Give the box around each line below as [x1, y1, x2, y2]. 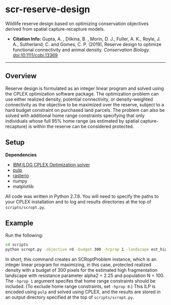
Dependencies [5, 152, 37, 158]
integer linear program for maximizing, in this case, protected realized [5, 262, 152, 268]
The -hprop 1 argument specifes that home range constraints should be [5, 278, 156, 284]
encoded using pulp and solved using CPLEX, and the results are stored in [5, 289, 161, 295]
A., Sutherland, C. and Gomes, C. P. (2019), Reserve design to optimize [12, 41, 162, 47]
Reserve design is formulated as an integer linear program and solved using [5, 85, 164, 91]
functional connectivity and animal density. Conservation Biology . [12, 46, 151, 53]
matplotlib [12, 183, 34, 190]
